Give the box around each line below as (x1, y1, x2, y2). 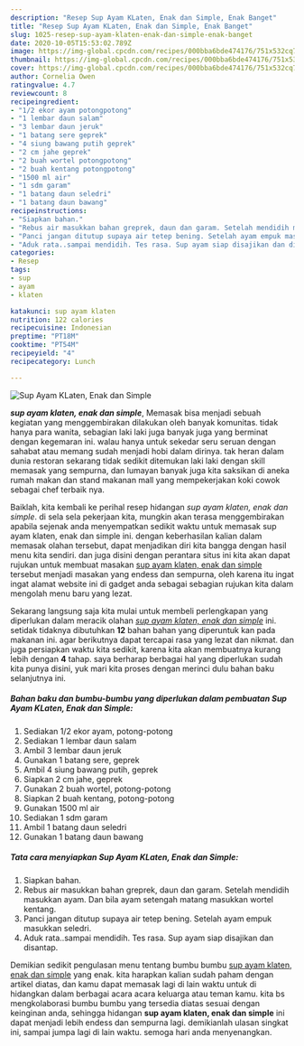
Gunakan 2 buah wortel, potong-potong (23, 783, 171, 794)
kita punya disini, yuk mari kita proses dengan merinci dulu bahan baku (10, 663, 274, 674)
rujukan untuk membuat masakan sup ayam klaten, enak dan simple (10, 559, 263, 570)
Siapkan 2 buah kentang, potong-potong (23, 792, 175, 804)
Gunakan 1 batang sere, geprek (23, 754, 140, 765)
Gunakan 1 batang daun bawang (23, 831, 143, 842)
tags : (10, 266, 31, 275)
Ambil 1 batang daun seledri (23, 821, 127, 832)
